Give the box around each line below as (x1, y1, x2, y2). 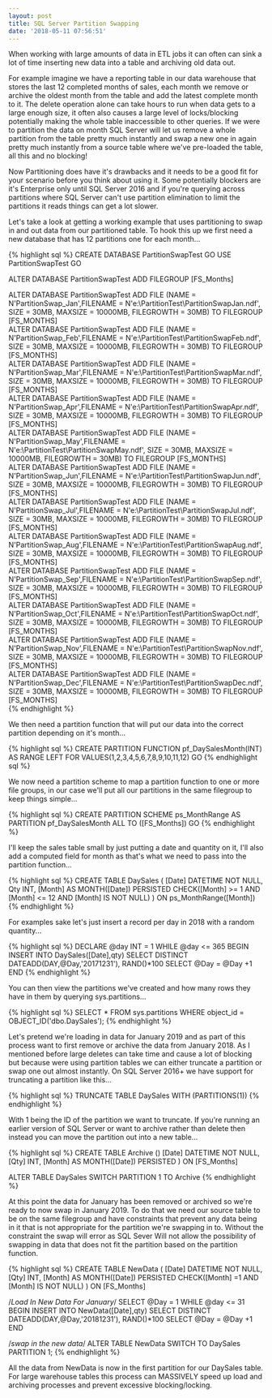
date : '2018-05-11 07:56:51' (8, 27, 107, 35)
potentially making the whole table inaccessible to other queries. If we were (8, 117, 261, 127)
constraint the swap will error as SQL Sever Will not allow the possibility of (8, 1231, 257, 1241)
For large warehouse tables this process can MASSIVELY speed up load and (8, 1372, 263, 1382)
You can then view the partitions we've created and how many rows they (8, 983, 251, 993)
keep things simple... (8, 794, 78, 804)
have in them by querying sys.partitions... (8, 992, 147, 1002)
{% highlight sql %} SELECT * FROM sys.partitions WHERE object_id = (8, 1008, 244, 1017)
